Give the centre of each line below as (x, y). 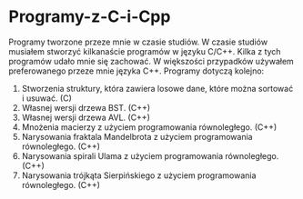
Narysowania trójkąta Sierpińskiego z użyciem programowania (139, 175)
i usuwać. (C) (46, 98)
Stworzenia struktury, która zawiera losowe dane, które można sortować (157, 88)
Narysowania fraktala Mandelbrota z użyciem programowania (137, 136)
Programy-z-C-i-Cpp (90, 17)
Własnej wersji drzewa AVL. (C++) (86, 117)
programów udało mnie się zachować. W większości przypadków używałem (151, 61)
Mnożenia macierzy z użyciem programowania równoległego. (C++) (149, 127)
